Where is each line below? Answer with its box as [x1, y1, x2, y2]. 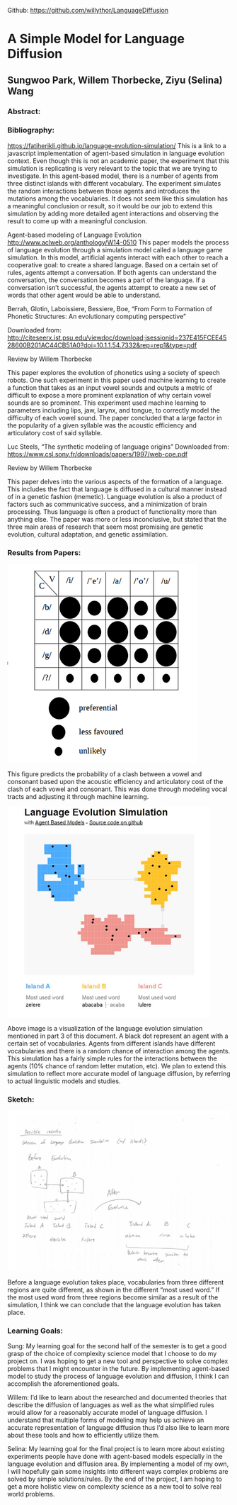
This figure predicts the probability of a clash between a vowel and [7, 770, 202, 778]
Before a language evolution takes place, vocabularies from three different [7, 1277, 224, 1286]
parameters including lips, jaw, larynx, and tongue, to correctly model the [7, 405, 221, 414]
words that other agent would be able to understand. [7, 291, 161, 299]
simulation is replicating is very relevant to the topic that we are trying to [7, 164, 218, 172]
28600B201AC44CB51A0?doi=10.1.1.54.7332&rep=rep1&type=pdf [7, 340, 197, 349]
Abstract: [7, 106, 41, 116]
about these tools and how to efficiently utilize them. [7, 1431, 161, 1439]
